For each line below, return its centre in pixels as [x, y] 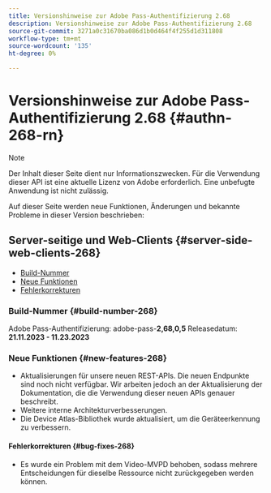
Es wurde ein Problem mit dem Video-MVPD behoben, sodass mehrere [139, 464]
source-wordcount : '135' [50, 46]
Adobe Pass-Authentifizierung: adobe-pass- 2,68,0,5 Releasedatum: [123, 328]
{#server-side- [214, 240]
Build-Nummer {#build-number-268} [83, 311]
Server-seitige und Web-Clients [91, 240]
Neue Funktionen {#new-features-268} [88, 358]
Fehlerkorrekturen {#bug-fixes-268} [72, 446]
